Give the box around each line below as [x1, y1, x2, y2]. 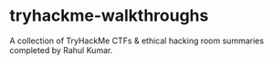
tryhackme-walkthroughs [9, 5, 209, 26]
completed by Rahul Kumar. [9, 44, 113, 55]
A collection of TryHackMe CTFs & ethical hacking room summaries [9, 35, 265, 46]
